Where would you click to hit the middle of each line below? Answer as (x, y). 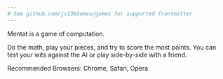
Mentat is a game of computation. (56, 34)
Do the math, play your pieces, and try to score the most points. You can (112, 47)
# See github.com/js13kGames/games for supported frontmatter (100, 14)
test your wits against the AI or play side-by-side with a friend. (97, 55)
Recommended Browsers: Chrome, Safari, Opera (78, 68)
